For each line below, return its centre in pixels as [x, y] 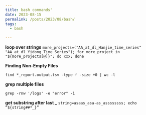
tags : [11, 24]
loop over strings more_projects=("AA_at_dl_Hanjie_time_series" [73, 47]
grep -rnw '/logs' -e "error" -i [40, 93]
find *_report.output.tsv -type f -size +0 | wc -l [60, 75]
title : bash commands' [29, 10]
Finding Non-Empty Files [32, 66]
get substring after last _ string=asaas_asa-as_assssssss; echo [71, 103]
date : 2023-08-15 [23, 15]
